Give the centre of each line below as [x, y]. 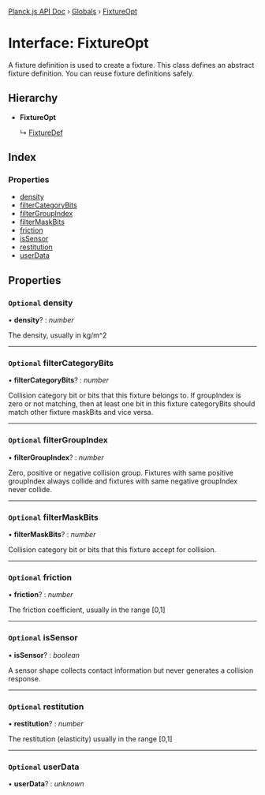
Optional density [41, 303]
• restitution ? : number [46, 723]
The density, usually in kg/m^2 [58, 335]
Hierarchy [33, 98]
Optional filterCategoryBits [61, 364]
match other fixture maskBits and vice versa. [81, 412]
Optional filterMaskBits [53, 517]
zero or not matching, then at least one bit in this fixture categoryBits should [132, 404]
